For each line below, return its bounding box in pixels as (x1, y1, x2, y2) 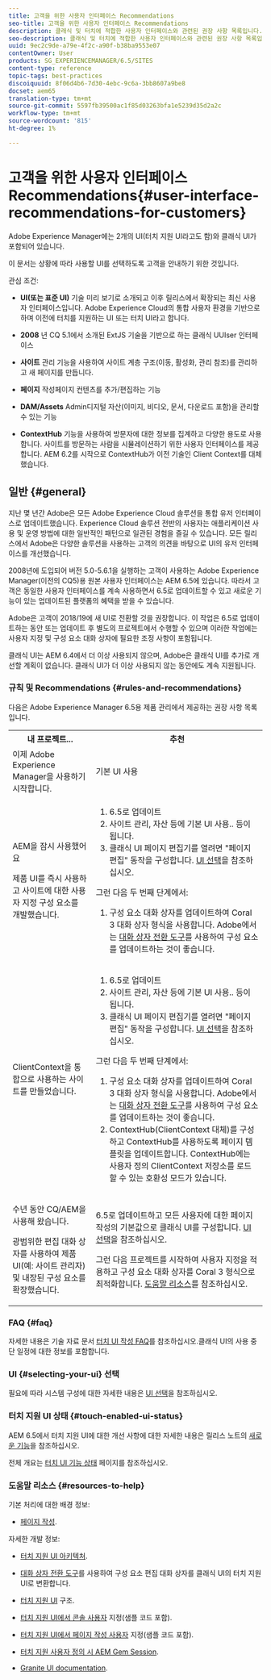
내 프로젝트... (27, 733, 73, 745)
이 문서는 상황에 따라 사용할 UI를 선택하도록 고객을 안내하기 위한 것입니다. (8, 258, 240, 268)
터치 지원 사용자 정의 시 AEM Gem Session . (19, 1647, 159, 1657)
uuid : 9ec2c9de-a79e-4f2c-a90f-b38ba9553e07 (8, 42, 161, 50)
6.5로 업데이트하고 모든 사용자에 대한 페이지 (95, 1210, 253, 1221)
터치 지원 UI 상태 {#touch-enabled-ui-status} (8, 1410, 184, 1422)
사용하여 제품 (29, 1247, 77, 1259)
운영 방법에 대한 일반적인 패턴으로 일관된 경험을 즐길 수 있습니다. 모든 (25, 528, 243, 537)
